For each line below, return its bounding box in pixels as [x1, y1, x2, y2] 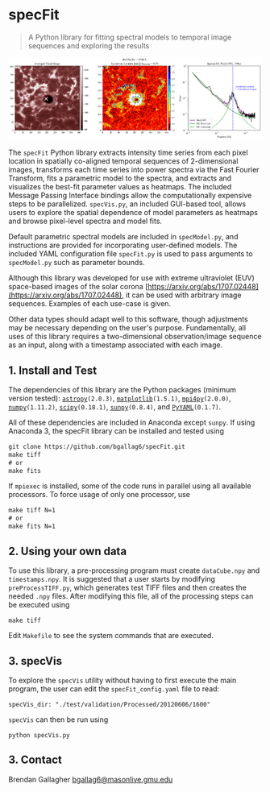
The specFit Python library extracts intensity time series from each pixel [8, 147, 248, 158]
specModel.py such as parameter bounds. [8, 258, 145, 267]
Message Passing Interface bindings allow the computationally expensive [8, 191, 252, 201]
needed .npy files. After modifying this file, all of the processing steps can [8, 591, 254, 601]
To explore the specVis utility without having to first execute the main [8, 675, 237, 685]
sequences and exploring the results [27, 40, 150, 50]
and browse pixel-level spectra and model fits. [8, 216, 163, 226]
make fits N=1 [8, 522, 56, 531]
